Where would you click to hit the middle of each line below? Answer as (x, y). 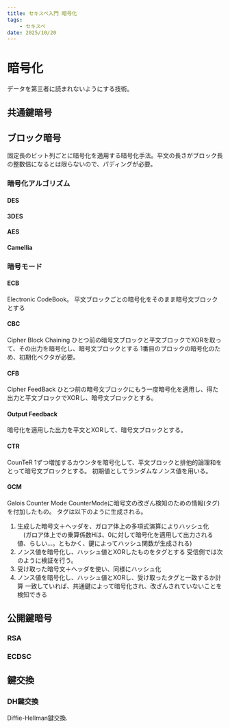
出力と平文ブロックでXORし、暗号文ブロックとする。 (82, 398)
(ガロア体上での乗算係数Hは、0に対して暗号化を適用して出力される (118, 534)
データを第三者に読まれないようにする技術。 (70, 89)
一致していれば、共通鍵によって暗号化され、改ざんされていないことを (124, 586)
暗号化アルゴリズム (39, 184)
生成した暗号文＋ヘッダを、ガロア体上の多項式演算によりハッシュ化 (113, 526)
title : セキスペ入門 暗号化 (42, 13)
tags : (15, 20)
